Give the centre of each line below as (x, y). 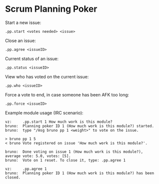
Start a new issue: (23, 23)
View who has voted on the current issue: (47, 76)
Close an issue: (21, 41)
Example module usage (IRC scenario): (44, 113)
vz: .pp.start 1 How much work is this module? (59, 122)
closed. (13, 177)
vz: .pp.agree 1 (26, 169)
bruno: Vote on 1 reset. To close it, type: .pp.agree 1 (65, 160)
